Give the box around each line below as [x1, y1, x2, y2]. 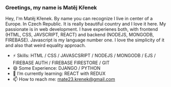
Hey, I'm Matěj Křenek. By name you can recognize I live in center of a [5, 16, 153, 22]
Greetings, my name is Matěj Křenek [5, 4, 97, 11]
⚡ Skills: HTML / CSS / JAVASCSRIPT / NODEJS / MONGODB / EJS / [12, 53, 156, 59]
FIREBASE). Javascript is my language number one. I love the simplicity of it [5, 37, 165, 43]
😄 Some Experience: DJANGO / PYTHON [12, 65, 101, 71]
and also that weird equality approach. [5, 42, 86, 49]
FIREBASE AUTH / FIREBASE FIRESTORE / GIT [12, 60, 110, 66]
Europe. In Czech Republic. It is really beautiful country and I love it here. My [5, 21, 166, 27]
